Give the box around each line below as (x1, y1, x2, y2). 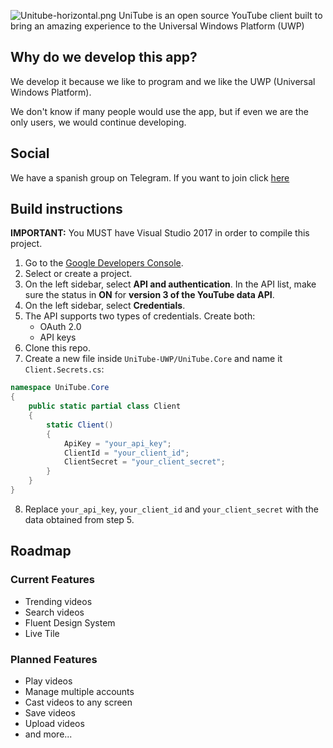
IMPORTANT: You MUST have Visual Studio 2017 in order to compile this (10, 227, 310, 239)
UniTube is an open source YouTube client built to (118, 10, 323, 21)
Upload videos (24, 717, 85, 729)
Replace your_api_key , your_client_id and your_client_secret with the (24, 503, 319, 515)
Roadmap (10, 543, 72, 560)
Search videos (24, 606, 85, 618)
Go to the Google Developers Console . (24, 257, 184, 269)
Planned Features (10, 652, 98, 666)
